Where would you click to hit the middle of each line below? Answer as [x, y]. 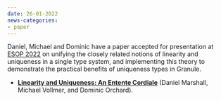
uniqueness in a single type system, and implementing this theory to [106, 62]
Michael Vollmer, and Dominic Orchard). [75, 90]
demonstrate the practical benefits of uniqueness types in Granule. [105, 69]
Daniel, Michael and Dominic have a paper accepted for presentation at [110, 47]
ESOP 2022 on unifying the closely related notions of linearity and [103, 54]
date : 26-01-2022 [33, 14]
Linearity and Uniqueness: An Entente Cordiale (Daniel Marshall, [113, 83]
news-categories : [33, 20]
